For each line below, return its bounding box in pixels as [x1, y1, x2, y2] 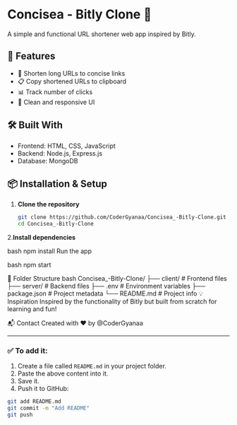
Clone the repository [17, 200, 80, 209]
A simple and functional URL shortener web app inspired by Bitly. [7, 30, 196, 38]
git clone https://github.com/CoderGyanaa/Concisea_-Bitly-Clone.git [17, 214, 227, 221]
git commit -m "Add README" [7, 404, 90, 412]
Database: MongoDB [17, 156, 78, 165]
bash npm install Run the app [7, 247, 92, 255]
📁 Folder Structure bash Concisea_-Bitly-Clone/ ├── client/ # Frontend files [7, 274, 228, 283]
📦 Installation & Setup [7, 177, 108, 190]
